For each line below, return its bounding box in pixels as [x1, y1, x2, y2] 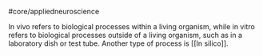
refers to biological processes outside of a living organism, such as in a [8, 31, 242, 39]
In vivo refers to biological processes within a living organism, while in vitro [8, 22, 256, 31]
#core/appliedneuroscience [8, 7, 100, 16]
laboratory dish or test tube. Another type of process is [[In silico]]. [8, 39, 229, 48]
